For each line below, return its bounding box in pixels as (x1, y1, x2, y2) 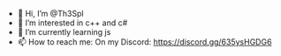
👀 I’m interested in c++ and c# (17, 17, 128, 28)
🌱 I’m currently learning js (17, 27, 111, 37)
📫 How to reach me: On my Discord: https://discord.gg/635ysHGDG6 (17, 37, 272, 47)
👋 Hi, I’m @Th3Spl (17, 9, 84, 18)
